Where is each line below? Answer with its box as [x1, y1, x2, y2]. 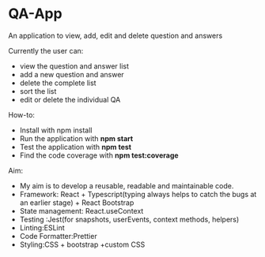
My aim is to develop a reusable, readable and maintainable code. [19, 181, 234, 190]
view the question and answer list [19, 61, 129, 71]
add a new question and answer [19, 69, 124, 79]
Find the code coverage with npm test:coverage [19, 151, 180, 160]
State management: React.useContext [19, 206, 144, 215]
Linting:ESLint [19, 222, 65, 233]
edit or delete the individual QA [19, 95, 121, 104]
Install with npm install [19, 125, 93, 135]
